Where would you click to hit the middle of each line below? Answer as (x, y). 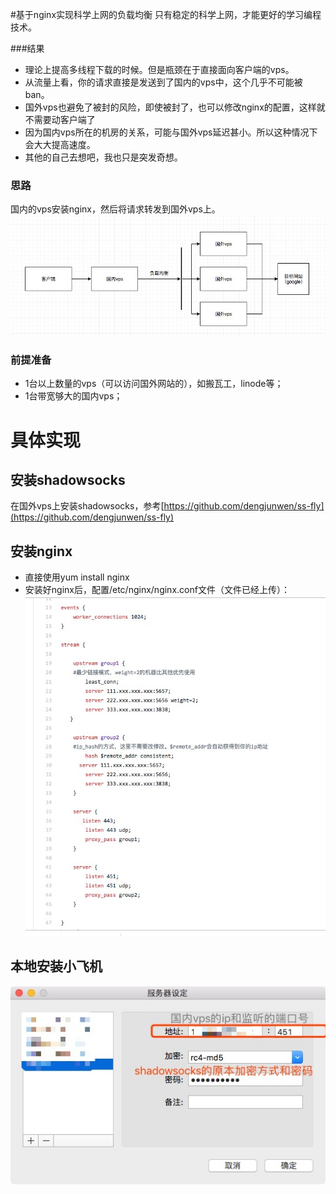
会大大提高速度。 (60, 144)
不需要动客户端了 (60, 119)
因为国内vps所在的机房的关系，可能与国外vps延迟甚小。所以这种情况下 (171, 132)
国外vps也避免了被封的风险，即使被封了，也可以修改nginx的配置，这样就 (175, 107)
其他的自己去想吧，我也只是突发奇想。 (103, 157)
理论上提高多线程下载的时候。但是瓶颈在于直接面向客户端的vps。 (159, 69)
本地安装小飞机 (56, 966)
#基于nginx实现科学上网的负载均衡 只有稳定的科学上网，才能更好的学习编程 (166, 14)
